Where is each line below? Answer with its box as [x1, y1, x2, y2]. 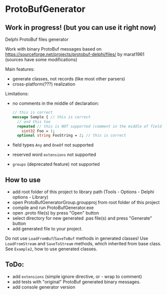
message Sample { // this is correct [12, 114, 91, 120]
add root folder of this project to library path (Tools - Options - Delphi [12, 189, 155, 195]
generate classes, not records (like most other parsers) [12, 76, 125, 81]
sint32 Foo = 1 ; [21, 128, 55, 134]
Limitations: [5, 91, 29, 96]
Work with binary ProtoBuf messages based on [5, 46, 102, 52]
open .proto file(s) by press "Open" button [12, 210, 99, 216]
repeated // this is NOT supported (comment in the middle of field [17, 124, 162, 129]
